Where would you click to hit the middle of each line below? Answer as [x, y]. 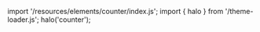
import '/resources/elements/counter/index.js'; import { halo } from [115, 11]
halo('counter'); [66, 20]
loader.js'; [24, 20]
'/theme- [239, 11]
